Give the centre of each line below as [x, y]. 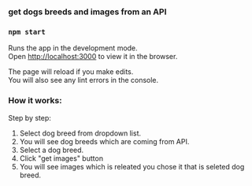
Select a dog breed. [52, 150]
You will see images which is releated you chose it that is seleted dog [132, 166]
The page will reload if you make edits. [71, 72]
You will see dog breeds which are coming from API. [104, 141]
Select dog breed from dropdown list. [80, 133]
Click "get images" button [61, 158]
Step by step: [30, 117]
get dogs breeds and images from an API [87, 12]
